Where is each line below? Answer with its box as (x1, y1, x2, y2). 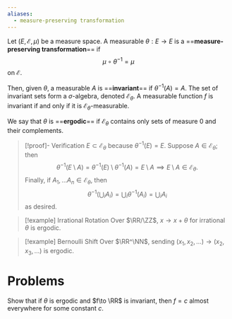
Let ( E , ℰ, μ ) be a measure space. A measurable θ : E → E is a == (7, 37, 195, 45)
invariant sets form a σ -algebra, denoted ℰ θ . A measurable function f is (7, 91, 214, 102)
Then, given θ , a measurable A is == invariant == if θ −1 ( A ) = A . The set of (7, 83, 219, 92)
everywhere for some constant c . (7, 303, 104, 312)
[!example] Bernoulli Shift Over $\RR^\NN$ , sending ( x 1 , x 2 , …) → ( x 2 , (24, 238, 225, 248)
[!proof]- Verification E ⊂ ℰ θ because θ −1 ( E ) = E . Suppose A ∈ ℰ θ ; (24, 140, 218, 151)
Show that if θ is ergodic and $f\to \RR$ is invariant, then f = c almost (7, 296, 209, 305)
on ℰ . (7, 69, 23, 77)
